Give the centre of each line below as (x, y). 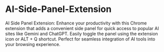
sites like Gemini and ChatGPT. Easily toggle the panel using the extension (82, 33)
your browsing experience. (33, 44)
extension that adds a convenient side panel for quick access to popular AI (82, 28)
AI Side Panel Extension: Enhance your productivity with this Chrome (76, 23)
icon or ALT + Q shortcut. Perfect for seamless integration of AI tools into (80, 39)
